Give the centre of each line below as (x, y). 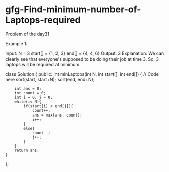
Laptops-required (43, 20)
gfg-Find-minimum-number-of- (73, 9)
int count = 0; (30, 93)
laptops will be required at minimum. (43, 64)
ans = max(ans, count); (57, 115)
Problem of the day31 (27, 34)
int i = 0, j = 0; (34, 97)
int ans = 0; (28, 89)
